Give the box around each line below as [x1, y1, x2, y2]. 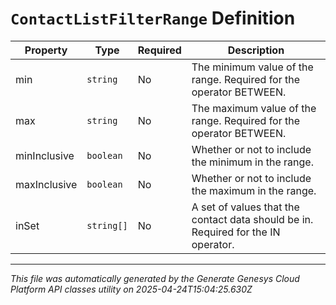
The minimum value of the [191, 60, 314, 74]
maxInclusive [15, 177, 78, 191]
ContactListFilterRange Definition [10, 7, 296, 30]
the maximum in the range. [191, 183, 317, 197]
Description [227, 43, 285, 57]
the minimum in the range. [191, 155, 314, 169]
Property [24, 43, 68, 57]
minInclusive [15, 148, 75, 162]
